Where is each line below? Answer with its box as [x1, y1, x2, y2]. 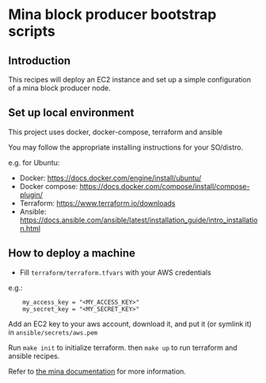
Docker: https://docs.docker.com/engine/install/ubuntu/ [19, 173, 202, 183]
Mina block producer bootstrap [8, 6, 217, 24]
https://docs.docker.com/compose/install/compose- [79, 181, 250, 191]
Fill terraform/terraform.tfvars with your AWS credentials [19, 267, 211, 277]
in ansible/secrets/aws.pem [8, 327, 98, 337]
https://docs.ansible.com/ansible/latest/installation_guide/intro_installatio [19, 215, 258, 225]
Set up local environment [8, 106, 135, 119]
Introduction [8, 54, 71, 67]
